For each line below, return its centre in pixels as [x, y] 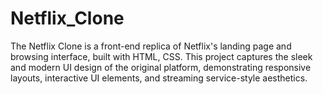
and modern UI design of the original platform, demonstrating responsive [161, 67]
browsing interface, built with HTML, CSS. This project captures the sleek [161, 56]
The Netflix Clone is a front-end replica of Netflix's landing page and [151, 46]
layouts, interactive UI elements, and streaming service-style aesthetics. [159, 78]
